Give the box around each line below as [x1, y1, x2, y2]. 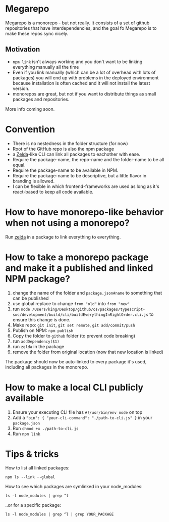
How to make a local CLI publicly [5, 382, 144, 393]
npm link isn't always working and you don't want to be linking [12, 59, 143, 65]
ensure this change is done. [12, 316, 71, 322]
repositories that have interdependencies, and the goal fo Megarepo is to [5, 25, 157, 31]
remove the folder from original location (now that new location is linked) [12, 349, 164, 355]
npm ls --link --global [5, 474, 55, 480]
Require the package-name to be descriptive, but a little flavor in [12, 172, 147, 178]
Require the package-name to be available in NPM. [12, 167, 119, 173]
